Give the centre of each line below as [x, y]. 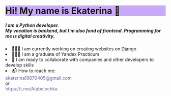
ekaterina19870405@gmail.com [39, 78]
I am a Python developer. [32, 25]
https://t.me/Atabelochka [31, 89]
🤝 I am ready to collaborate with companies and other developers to [83, 60]
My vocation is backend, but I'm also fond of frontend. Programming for [83, 30]
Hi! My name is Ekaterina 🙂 [63, 11]
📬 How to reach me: [34, 71]
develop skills [20, 65]
